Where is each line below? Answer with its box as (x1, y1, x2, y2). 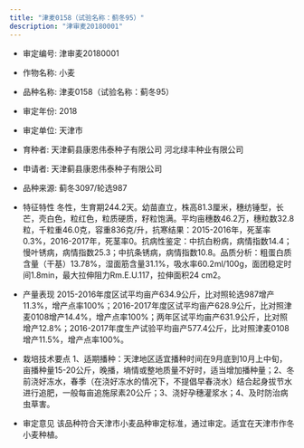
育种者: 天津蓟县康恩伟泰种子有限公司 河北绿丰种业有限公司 (22, 144, 244, 155)
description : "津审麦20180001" (9, 22, 124, 31)
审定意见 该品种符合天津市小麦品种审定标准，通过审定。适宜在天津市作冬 (22, 417, 295, 428)
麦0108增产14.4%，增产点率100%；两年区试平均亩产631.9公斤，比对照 (22, 311, 288, 322)
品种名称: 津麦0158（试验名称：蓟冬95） (22, 86, 175, 97)
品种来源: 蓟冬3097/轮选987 (22, 182, 128, 193)
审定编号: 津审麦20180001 (22, 47, 119, 59)
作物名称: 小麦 (22, 67, 75, 78)
